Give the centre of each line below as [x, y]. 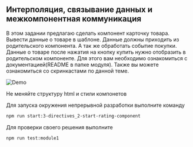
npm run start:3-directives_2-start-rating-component [74, 116]
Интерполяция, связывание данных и [79, 10]
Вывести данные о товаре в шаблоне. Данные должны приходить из [93, 39]
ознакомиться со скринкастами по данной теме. [68, 71]
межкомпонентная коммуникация [74, 19]
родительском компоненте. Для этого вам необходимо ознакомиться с [97, 58]
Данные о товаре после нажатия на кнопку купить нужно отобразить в [96, 52]
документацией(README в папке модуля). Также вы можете [82, 64]
